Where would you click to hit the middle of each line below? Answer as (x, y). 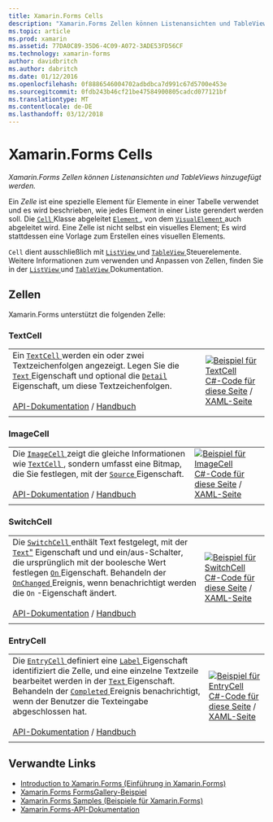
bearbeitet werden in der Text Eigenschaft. (94, 680)
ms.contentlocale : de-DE (50, 107)
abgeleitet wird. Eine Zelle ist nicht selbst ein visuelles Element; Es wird (127, 227)
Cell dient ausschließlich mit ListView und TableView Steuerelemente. (125, 251)
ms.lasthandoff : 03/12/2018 (56, 115)
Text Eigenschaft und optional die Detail (90, 376)
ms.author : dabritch (43, 69)
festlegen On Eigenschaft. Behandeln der (89, 572)
